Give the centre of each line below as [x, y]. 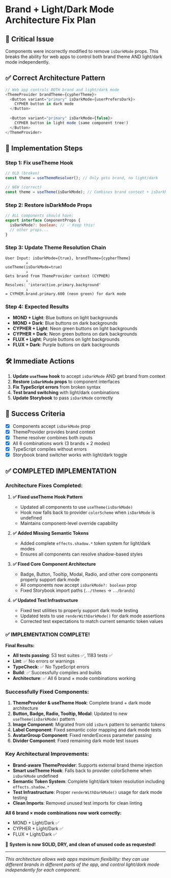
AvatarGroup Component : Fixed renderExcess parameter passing [82, 735]
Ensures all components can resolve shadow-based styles [81, 554]
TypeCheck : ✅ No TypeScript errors [51, 667]
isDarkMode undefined [35, 776]
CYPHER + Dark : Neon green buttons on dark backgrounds [75, 334]
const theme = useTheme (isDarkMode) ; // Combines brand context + [77, 192]
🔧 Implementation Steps [44, 148]
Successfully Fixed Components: [47, 692]
